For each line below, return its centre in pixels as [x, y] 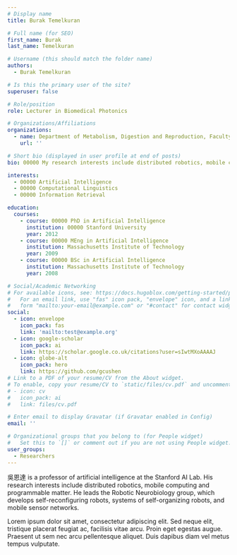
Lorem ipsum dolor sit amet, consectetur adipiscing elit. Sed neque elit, [110, 521]
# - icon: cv [26, 391]
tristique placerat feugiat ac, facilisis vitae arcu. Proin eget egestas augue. [115, 529]
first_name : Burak [34, 40]
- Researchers [34, 456]
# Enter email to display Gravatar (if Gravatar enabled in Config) [110, 417]
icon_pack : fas [42, 326]
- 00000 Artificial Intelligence [63, 182]
